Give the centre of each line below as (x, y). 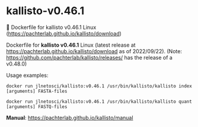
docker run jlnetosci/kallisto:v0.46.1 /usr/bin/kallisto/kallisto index (99, 86)
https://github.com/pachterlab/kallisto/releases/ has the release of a (90, 57)
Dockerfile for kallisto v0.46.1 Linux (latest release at (71, 45)
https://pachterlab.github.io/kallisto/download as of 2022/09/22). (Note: (94, 51)
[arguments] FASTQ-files (37, 107)
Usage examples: (27, 75)
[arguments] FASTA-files (37, 91)
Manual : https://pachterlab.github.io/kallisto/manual (70, 118)
